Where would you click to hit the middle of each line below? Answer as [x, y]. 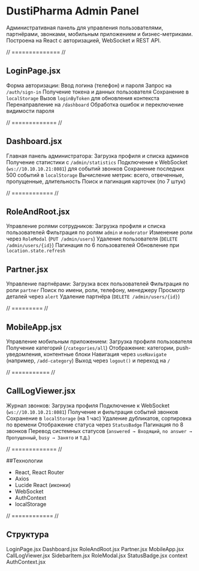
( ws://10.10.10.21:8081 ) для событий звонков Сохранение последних [95, 169]
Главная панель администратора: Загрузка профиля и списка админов [97, 156]
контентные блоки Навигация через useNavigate [105, 354]
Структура [28, 535]
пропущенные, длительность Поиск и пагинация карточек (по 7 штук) [96, 181]
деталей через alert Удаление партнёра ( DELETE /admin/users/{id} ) [93, 297]
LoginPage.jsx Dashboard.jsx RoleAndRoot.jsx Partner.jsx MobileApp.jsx [95, 549]
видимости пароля [31, 111]
